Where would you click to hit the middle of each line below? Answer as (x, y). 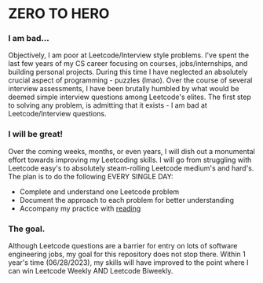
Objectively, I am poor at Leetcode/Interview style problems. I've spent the (129, 55)
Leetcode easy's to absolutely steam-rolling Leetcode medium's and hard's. (131, 168)
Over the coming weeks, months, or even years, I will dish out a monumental (131, 151)
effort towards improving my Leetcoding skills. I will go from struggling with (130, 160)
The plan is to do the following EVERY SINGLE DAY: (91, 176)
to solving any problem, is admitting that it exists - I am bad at (108, 105)
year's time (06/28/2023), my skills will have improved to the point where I (128, 263)
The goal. (27, 229)
